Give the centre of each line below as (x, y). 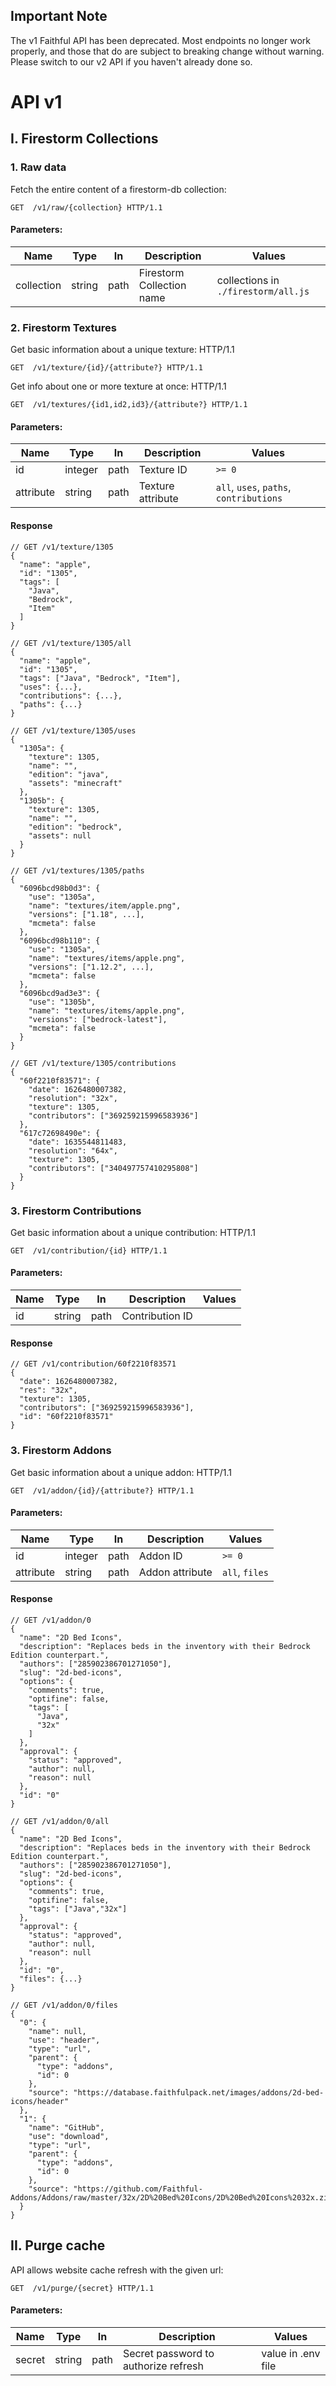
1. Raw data (38, 167)
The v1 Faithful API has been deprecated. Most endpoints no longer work (160, 40)
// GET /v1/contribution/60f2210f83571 (93, 1364)
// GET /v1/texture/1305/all (71, 643)
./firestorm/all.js (263, 291)
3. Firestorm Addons (61, 1451)
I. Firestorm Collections (84, 139)
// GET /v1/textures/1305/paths (77, 870)
